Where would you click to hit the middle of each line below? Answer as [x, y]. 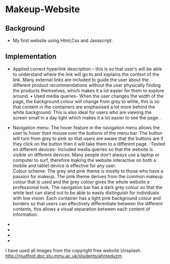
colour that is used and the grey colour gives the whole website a [81, 182]
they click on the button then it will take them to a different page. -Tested [89, 143]
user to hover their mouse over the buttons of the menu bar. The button [88, 133]
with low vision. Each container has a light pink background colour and [87, 198]
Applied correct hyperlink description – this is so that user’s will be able [87, 69]
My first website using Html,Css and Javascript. [63, 40]
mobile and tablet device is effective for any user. [64, 165]
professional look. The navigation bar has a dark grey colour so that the [88, 187]
